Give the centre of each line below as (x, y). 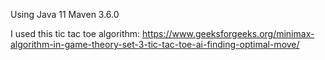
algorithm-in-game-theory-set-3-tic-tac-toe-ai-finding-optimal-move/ (155, 44)
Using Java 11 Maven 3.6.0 (65, 14)
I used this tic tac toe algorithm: (75, 33)
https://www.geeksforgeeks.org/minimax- (228, 33)
